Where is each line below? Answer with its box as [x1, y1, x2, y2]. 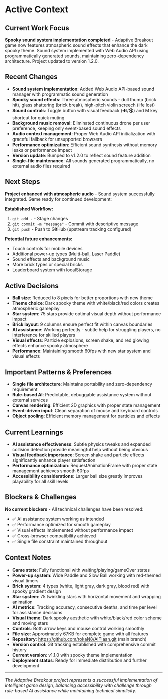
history [12, 646, 27, 653]
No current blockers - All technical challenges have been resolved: [5, 506, 144, 512]
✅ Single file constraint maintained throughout [12, 538, 108, 544]
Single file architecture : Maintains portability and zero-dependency [12, 381, 152, 387]
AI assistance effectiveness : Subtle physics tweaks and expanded [12, 441, 151, 447]
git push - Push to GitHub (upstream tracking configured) [12, 226, 132, 232]
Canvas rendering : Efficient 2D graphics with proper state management [12, 402, 161, 408]
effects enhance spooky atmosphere [12, 343, 88, 349]
